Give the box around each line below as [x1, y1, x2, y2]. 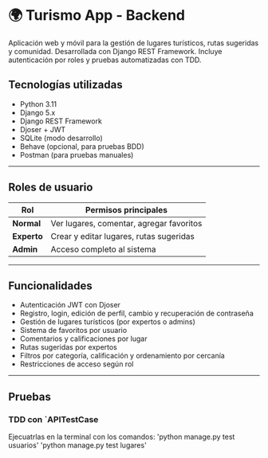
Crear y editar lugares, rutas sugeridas [50, 230, 195, 241]
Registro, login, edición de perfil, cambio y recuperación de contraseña [19, 308, 254, 319]
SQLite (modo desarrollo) [19, 133, 104, 143]
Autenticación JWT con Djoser [19, 300, 121, 310]
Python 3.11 [19, 99, 57, 108]
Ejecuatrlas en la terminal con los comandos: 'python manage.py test [8, 432, 235, 442]
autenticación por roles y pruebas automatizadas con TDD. [8, 55, 202, 65]
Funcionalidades [8, 279, 93, 292]
